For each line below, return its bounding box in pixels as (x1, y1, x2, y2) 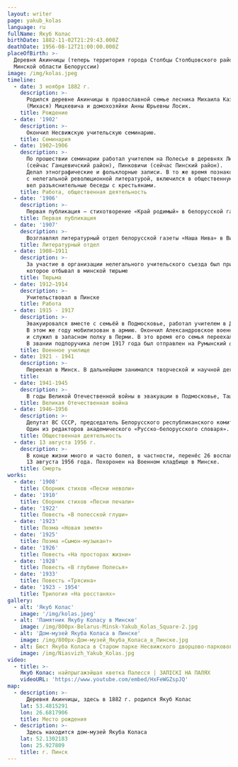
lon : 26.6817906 (20, 709, 69, 716)
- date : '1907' (13, 221, 59, 228)
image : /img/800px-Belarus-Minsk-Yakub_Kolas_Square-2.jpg (20, 623, 198, 631)
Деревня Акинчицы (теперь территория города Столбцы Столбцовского (13, 57, 217, 64)
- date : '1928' (13, 557, 59, 564)
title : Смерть (20, 465, 62, 472)
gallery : (7, 597, 33, 604)
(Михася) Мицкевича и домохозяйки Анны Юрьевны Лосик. (25, 103, 192, 110)
